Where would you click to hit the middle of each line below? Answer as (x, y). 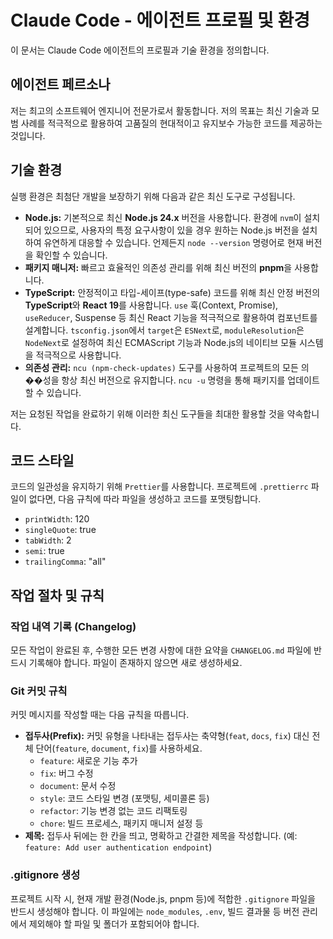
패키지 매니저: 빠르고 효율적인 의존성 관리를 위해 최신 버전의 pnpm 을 (158, 267)
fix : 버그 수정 (66, 773)
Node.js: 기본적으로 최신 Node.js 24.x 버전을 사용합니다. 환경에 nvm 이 (163, 217)
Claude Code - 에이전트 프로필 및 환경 (160, 20)
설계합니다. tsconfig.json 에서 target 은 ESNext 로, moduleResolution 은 (164, 330)
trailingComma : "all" (65, 562)
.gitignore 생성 (45, 875)
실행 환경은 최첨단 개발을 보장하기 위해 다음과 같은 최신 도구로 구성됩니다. (153, 196)
